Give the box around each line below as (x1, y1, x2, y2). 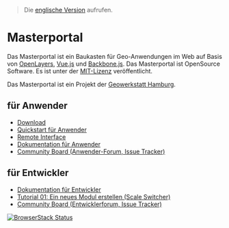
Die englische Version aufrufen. (23, 6, 113, 14)
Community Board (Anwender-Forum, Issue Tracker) (16, 147, 165, 155)
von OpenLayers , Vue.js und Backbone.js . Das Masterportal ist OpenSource (7, 60, 221, 68)
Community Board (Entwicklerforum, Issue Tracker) (16, 200, 162, 208)
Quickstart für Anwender (16, 125, 87, 134)
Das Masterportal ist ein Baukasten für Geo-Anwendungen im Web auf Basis (7, 52, 222, 60)
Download (16, 118, 46, 126)
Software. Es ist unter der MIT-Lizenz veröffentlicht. (7, 66, 152, 75)
